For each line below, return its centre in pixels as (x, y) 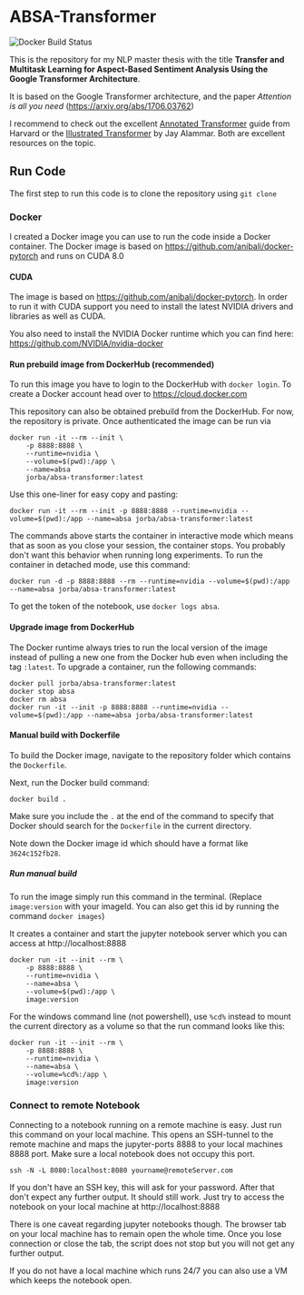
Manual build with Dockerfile (65, 735)
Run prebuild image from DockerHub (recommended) (112, 364)
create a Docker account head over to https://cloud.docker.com (128, 394)
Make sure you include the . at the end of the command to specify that (142, 816)
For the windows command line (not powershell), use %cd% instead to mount (151, 1016)
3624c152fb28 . (35, 853)
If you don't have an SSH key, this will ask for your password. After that (142, 1188)
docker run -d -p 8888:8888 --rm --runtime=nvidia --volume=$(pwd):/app (150, 582)
